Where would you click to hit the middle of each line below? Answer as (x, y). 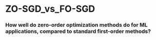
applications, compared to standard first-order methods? (78, 31)
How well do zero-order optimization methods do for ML (76, 25)
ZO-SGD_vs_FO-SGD (50, 9)
